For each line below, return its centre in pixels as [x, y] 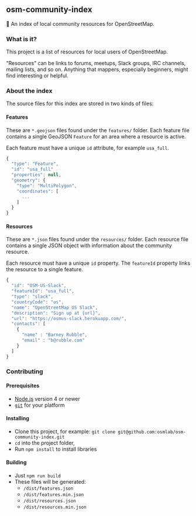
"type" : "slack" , [32, 297]
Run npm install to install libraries [56, 449]
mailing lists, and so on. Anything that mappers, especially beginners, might [97, 69]
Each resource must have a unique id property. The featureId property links [98, 263]
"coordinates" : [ [38, 191]
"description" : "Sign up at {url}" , [56, 313]
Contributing [25, 372]
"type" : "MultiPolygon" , [47, 186]
